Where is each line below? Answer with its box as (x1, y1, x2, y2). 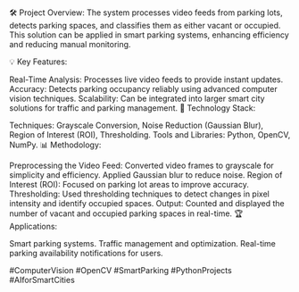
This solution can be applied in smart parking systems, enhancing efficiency (9, 29, 290, 40)
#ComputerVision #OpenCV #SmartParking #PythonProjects (9, 265, 232, 275)
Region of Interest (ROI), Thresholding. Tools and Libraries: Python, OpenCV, (9, 129, 291, 140)
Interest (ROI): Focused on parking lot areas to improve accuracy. (9, 179, 250, 189)
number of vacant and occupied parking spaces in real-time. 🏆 (9, 208, 244, 219)
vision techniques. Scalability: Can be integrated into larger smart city (9, 93, 265, 104)
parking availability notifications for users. (9, 248, 163, 258)
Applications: (9, 221, 58, 231)
